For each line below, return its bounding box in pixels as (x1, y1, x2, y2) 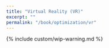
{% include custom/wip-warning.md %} (6, 36, 104, 43)
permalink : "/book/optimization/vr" (6, 19, 97, 25)
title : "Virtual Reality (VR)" (6, 8, 84, 15)
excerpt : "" (6, 14, 36, 20)
